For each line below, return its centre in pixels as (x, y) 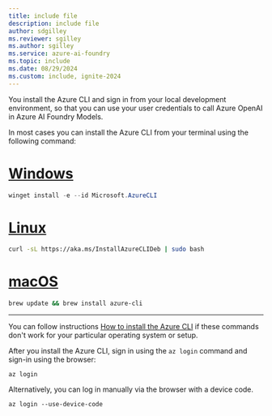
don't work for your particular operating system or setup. (103, 335)
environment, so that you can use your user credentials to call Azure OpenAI (136, 108)
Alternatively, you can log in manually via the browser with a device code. (131, 389)
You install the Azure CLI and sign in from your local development (117, 99)
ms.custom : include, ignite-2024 (65, 76)
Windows (41, 173)
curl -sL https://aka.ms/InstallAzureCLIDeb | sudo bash (106, 249)
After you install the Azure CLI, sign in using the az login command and (128, 351)
